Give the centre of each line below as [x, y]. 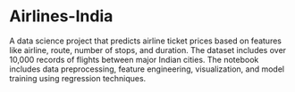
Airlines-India [61, 16]
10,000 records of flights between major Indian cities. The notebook [134, 59]
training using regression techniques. [78, 78]
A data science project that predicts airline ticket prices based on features [145, 41]
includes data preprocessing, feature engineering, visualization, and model [147, 69]
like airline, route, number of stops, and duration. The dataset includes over [148, 50]
